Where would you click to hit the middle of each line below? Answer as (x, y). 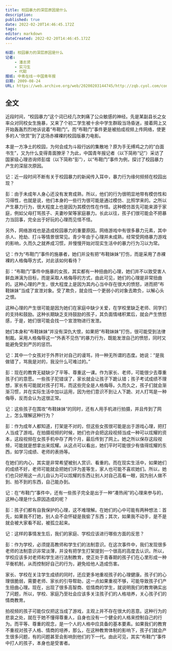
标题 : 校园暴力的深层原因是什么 (34, 52)
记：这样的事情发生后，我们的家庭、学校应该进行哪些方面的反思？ (75, 533)
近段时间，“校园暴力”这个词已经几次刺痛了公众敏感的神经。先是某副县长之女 (86, 116)
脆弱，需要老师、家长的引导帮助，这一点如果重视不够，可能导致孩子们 (88, 581)
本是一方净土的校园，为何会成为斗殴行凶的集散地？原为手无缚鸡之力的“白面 (85, 146)
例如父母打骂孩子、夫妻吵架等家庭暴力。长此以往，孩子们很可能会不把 (88, 213)
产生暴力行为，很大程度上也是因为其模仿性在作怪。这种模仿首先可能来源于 (84, 207)
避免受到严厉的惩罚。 (32, 344)
